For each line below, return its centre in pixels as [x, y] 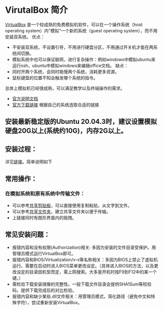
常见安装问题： [28, 235]
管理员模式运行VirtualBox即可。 [44, 253]
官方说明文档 [25, 98]
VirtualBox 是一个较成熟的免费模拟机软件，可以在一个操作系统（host [74, 24]
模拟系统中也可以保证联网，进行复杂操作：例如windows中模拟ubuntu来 [84, 59]
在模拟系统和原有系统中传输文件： [45, 194]
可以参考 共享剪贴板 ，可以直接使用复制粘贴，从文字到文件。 [72, 205]
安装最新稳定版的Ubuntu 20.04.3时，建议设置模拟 [81, 122]
